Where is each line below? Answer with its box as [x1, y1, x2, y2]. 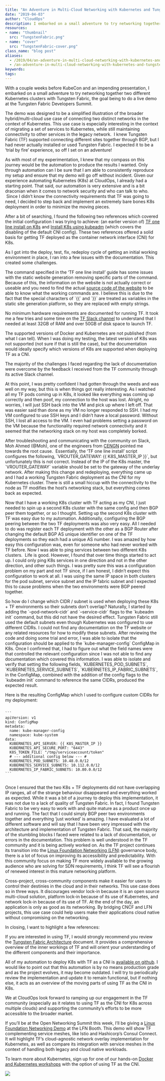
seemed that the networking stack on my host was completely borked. [5, 428, 148, 434]
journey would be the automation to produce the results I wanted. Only [5, 161, 148, 168]
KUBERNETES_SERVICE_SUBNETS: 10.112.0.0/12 [9, 763, 100, 768]
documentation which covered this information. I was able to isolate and [5, 656, 151, 662]
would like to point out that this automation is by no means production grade [5, 964, 159, 970]
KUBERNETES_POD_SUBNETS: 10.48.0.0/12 [9, 758, 89, 763]
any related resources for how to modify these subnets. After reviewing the [5, 630, 157, 636]
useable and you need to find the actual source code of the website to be [5, 285, 154, 291]
